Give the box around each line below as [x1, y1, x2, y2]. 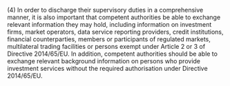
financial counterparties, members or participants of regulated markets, [7, 35, 211, 43]
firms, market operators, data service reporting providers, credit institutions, [7, 28, 224, 36]
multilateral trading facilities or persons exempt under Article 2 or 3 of [7, 43, 206, 50]
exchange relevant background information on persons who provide [7, 57, 201, 65]
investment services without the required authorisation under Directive [7, 65, 209, 72]
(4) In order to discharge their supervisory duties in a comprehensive [7, 6, 204, 14]
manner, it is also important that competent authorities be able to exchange [7, 13, 221, 21]
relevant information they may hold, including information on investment [7, 21, 212, 28]
